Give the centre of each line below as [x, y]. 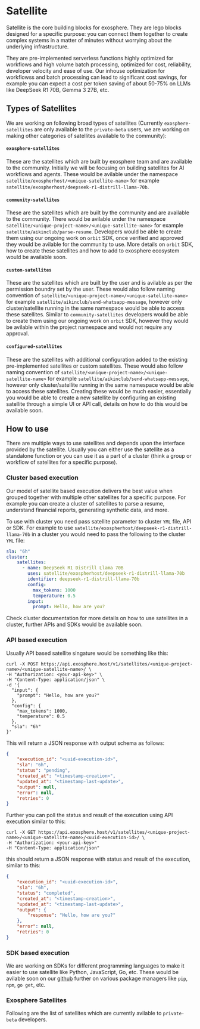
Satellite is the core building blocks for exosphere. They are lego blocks [94, 27]
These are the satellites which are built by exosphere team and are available [99, 161]
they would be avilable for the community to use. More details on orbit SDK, [100, 244]
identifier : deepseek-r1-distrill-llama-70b [84, 579]
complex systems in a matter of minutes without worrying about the [89, 40]
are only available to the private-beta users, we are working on [112, 129]
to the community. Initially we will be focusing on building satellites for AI [95, 168]
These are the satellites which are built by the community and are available [98, 212]
